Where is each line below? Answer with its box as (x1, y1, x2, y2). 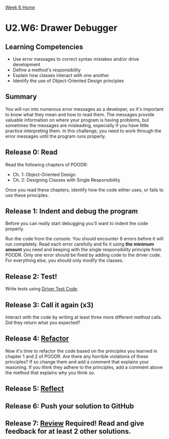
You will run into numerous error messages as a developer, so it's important (5, 106, 164, 112)
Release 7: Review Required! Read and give (5, 419, 145, 428)
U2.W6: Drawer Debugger (5, 22, 118, 34)
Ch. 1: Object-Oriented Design (12, 171, 76, 178)
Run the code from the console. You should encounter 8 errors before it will (5, 236, 164, 242)
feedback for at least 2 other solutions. (5, 427, 131, 436)
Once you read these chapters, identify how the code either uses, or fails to (5, 186, 164, 193)
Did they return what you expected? (5, 320, 80, 326)
